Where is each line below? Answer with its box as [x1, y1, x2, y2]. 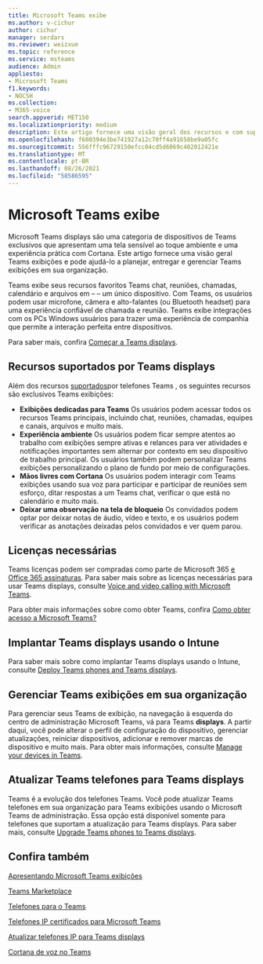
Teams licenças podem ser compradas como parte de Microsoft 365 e [8, 564, 236, 574]
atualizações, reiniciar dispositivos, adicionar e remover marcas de [8, 734, 223, 743]
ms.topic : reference [8, 48, 76, 56]
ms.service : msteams [8, 56, 76, 64]
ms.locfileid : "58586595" [8, 172, 92, 181]
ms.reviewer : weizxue [8, 41, 79, 49]
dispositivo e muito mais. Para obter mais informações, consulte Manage [8, 743, 243, 752]
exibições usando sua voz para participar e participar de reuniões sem [19, 480, 247, 489]
